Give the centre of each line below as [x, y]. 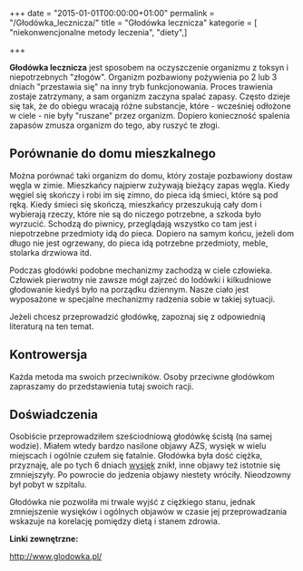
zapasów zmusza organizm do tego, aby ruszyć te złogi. [115, 125]
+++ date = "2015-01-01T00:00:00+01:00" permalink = [112, 13]
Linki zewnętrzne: [44, 539]
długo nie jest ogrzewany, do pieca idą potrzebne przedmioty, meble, [139, 243]
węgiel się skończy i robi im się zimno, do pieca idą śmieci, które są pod [144, 195]
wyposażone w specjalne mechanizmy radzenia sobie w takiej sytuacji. [142, 299]
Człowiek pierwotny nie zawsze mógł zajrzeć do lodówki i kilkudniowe [141, 279]
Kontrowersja [49, 355]
